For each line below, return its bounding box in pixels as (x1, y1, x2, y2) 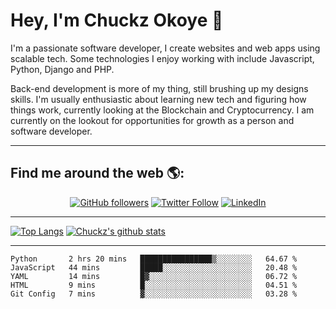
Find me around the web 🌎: (10, 165, 185, 182)
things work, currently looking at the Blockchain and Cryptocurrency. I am (10, 104, 315, 116)
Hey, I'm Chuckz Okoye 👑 (10, 9, 224, 32)
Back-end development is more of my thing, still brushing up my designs (10, 82, 309, 94)
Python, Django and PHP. (10, 63, 115, 75)
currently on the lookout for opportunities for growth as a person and (10, 114, 295, 126)
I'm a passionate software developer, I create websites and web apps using (10, 42, 321, 54)
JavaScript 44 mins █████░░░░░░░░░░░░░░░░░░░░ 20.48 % (10, 262, 298, 273)
